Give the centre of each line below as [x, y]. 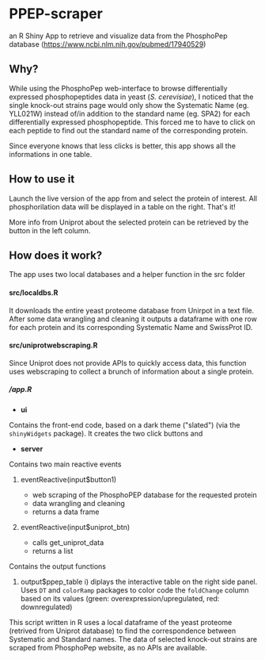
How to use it [42, 179]
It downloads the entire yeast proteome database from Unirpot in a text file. [132, 310]
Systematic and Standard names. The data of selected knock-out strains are [133, 639]
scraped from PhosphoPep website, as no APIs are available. [108, 647]
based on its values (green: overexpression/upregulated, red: [120, 598]
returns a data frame [66, 512]
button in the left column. [50, 230]
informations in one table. [51, 154]
